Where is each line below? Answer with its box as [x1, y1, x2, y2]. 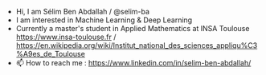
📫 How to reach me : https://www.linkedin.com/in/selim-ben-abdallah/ [15, 58, 252, 67]
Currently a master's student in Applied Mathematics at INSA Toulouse [15, 24, 250, 33]
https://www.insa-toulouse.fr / [15, 32, 117, 41]
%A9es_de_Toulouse [15, 49, 86, 58]
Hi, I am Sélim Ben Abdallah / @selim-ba [15, 7, 150, 16]
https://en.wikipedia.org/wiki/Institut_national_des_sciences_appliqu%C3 [15, 41, 258, 50]
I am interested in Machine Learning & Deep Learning [15, 15, 193, 25]
